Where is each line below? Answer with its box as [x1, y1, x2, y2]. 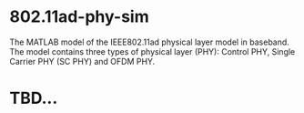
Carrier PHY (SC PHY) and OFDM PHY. [9, 56, 156, 67]
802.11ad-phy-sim [9, 6, 149, 27]
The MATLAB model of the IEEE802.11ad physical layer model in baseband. [9, 36, 289, 47]
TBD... [9, 88, 58, 108]
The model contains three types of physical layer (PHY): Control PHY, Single [9, 46, 296, 56]
